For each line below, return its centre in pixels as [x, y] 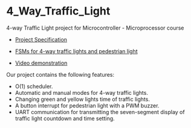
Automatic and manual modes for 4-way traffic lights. [81, 92]
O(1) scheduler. [34, 86]
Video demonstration [41, 63]
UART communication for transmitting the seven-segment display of [100, 112]
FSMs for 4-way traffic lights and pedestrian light [76, 51]
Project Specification [41, 39]
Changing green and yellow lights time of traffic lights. [82, 99]
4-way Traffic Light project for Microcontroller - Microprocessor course [95, 28]
